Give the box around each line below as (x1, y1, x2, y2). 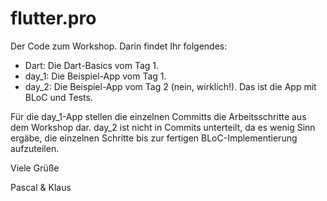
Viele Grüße (10, 162, 60, 174)
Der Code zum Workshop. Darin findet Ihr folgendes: (10, 40, 228, 52)
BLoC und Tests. (24, 91, 93, 103)
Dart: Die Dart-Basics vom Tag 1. (24, 59, 160, 71)
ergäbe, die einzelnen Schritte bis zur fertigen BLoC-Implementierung (10, 132, 298, 144)
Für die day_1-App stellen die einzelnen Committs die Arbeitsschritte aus (10, 110, 307, 122)
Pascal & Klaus (10, 181, 72, 193)
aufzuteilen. (10, 142, 60, 154)
